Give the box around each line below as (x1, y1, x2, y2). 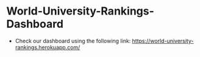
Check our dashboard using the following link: (15, 37, 131, 44)
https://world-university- (132, 37, 194, 44)
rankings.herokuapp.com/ (15, 44, 80, 51)
